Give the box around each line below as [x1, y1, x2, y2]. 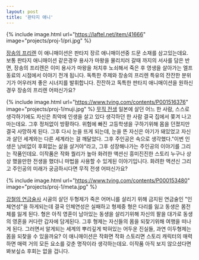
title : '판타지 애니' [6, 14, 53, 20]
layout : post [6, 8, 39, 15]
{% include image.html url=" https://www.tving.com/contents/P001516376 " [6, 98, 188, 105]
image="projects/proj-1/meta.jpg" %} [6, 183, 97, 190]
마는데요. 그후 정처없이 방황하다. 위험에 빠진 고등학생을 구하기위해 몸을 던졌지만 [6, 120, 190, 127]
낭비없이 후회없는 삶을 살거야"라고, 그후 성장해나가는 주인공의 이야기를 [17, 142, 180, 149]
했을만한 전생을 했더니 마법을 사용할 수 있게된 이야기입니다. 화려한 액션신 [12, 157, 181, 164]
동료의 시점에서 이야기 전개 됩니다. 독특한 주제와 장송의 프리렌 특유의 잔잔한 [6, 71, 181, 79]
